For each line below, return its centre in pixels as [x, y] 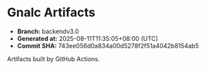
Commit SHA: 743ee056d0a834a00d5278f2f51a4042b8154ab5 [108, 46]
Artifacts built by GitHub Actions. [54, 58]
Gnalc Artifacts [51, 13]
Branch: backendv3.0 [48, 31]
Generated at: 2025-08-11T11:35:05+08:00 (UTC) [88, 38]
